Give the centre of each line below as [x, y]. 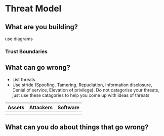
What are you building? [41, 27]
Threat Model [33, 9]
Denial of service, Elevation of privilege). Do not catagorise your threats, [86, 90]
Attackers [41, 107]
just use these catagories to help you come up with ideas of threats [81, 95]
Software [69, 107]
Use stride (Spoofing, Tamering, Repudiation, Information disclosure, [82, 85]
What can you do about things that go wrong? [77, 127]
